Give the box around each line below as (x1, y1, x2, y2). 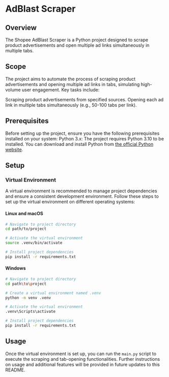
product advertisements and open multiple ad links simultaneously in (5, 42, 150, 48)
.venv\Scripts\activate (5, 309, 56, 314)
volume (5, 86, 21, 93)
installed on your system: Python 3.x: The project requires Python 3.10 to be (5, 135, 164, 141)
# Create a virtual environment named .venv (5, 291, 101, 296)
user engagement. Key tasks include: (22, 86, 100, 93)
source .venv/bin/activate (5, 240, 63, 246)
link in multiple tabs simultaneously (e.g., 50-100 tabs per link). (5, 102, 137, 108)
